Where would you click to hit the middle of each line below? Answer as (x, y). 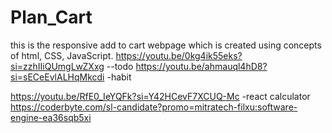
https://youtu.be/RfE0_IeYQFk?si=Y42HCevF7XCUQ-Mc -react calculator (160, 96)
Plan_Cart (51, 17)
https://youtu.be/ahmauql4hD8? (201, 66)
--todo (120, 66)
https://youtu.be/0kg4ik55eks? (179, 55)
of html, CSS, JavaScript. (62, 55)
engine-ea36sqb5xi (51, 117)
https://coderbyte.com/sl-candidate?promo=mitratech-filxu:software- (154, 107)
